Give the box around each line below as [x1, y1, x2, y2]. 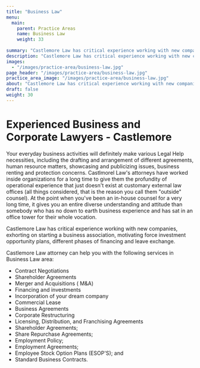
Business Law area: [6, 255, 54, 262]
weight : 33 [17, 36, 44, 42]
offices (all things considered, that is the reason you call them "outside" [6, 188, 182, 195]
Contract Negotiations [14, 267, 70, 274]
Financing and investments [14, 286, 82, 293]
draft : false [6, 86, 39, 92]
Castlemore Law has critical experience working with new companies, [6, 225, 178, 232]
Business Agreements [14, 305, 69, 312]
